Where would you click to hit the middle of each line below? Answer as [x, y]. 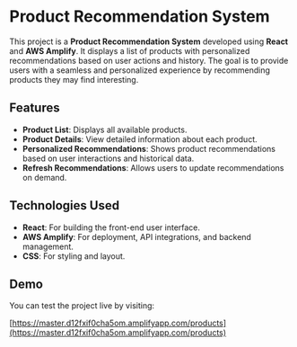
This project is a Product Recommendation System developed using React [149, 41]
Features [35, 108]
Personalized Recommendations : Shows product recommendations [149, 148]
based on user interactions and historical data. [108, 158]
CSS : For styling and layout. [74, 256]
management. [48, 246]
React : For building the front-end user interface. [111, 227]
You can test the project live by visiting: [82, 306]
